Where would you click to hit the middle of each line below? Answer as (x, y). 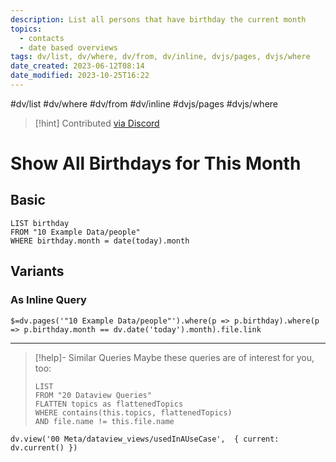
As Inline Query (48, 300)
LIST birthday (40, 223)
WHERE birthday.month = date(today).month (100, 241)
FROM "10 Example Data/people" (75, 232)
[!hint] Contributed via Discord (97, 123)
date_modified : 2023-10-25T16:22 (80, 76)
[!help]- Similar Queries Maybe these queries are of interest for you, (174, 357)
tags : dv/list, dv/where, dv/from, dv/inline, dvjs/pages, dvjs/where (160, 57)
